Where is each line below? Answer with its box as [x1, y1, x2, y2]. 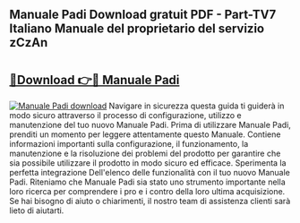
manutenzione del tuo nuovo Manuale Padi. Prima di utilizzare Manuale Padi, [9, 120, 291, 130]
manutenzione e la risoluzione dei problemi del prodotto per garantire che [9, 148, 281, 159]
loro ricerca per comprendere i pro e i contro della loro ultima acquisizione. [9, 186, 286, 196]
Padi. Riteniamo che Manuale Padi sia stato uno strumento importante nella [9, 176, 286, 187]
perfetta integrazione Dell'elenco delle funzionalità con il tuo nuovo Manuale [9, 167, 291, 177]
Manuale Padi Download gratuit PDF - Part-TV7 [9, 7, 277, 22]
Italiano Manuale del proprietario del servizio [9, 21, 265, 37]
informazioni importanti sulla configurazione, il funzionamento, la [9, 139, 249, 149]
